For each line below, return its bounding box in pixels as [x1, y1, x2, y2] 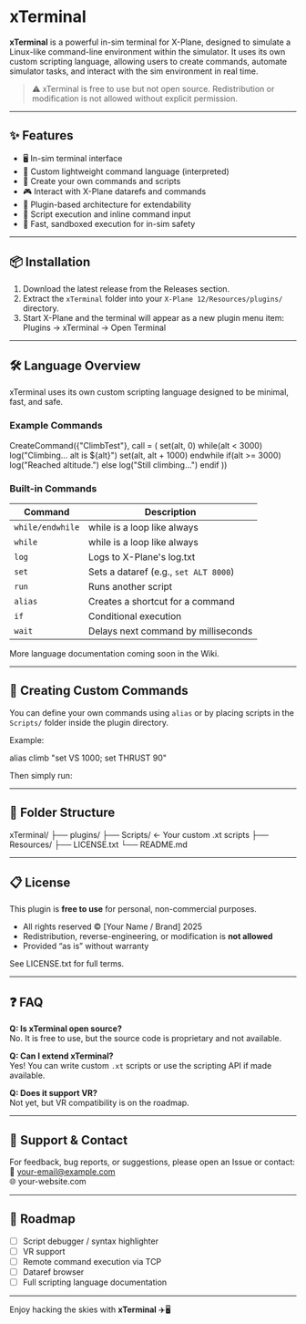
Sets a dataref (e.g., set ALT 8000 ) [87, 565, 235, 578]
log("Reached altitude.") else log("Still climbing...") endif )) [9, 459, 228, 471]
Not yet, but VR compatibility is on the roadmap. [9, 1097, 189, 1109]
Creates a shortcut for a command [87, 595, 235, 607]
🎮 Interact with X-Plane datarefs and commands [22, 185, 207, 197]
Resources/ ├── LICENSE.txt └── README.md [9, 839, 189, 850]
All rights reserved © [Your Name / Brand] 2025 [22, 921, 203, 932]
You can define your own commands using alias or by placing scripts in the [9, 707, 294, 718]
